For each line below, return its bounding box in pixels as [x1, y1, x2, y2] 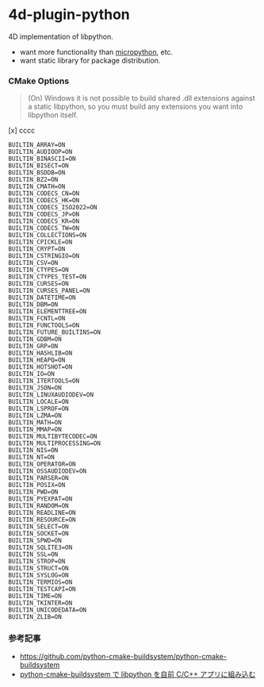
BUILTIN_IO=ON [8, 370, 55, 378]
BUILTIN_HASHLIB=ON [8, 349, 73, 358]
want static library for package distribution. [19, 56, 161, 65]
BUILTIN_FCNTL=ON [8, 315, 66, 323]
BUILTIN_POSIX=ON [8, 482, 66, 489]
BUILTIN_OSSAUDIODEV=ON [8, 467, 87, 475]
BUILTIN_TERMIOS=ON [8, 578, 73, 586]
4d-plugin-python [8, 6, 130, 24]
